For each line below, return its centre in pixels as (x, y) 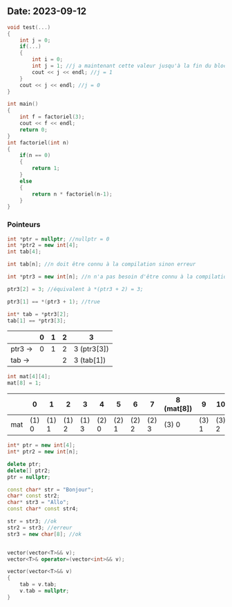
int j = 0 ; (35, 40)
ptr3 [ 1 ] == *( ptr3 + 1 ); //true (54, 301)
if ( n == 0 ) (35, 156)
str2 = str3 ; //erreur (40, 527)
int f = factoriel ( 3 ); (52, 117)
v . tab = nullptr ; (45, 591)
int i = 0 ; (48, 59)
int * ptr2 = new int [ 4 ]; (43, 245)
